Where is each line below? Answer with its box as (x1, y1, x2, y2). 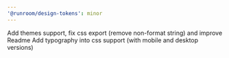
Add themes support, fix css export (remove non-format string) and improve (7, 29, 223, 37)
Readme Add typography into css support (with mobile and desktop (7, 35, 199, 44)
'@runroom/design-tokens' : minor (7, 10, 103, 17)
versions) (7, 43, 34, 51)
